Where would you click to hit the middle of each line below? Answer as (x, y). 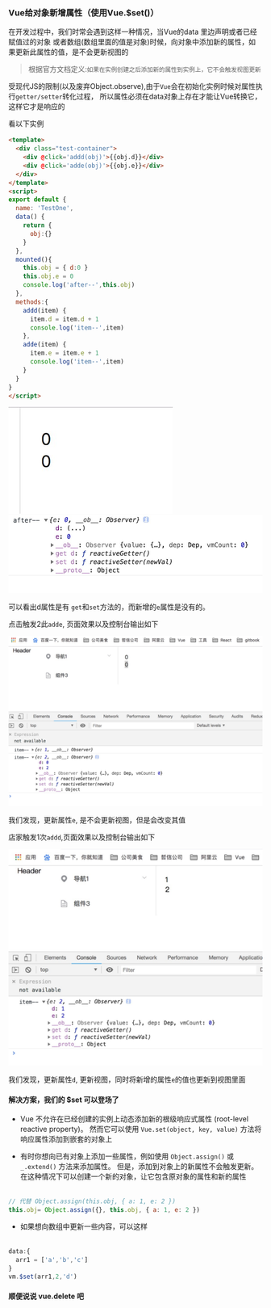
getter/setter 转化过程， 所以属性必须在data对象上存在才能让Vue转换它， (139, 97)
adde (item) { (45, 345)
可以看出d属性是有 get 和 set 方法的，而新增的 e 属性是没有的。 (109, 607)
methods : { (32, 302)
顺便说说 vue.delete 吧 (46, 1296)
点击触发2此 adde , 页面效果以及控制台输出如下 (83, 625)
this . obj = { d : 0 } (56, 268)
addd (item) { (45, 310)
